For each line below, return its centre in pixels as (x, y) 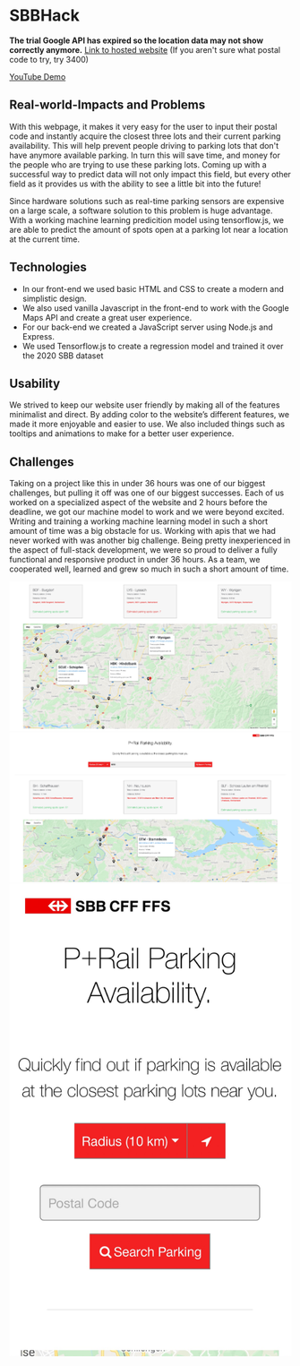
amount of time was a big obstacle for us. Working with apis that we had (142, 531)
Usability (35, 383)
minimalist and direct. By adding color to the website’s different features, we (149, 415)
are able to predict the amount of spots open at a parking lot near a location (149, 229)
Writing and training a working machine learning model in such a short (139, 521)
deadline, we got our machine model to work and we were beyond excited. (147, 512)
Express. (39, 336)
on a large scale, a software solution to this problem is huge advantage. (141, 210)
